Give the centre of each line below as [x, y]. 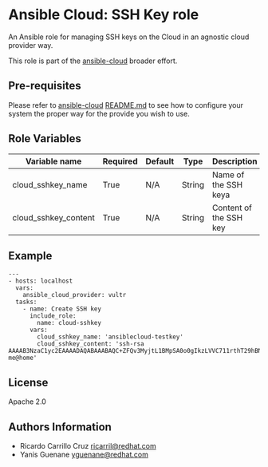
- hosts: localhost [41, 281]
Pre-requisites [45, 86]
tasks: [26, 302]
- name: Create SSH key [62, 309]
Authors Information [60, 427]
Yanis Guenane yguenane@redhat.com [84, 454]
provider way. [31, 45]
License [28, 382]
